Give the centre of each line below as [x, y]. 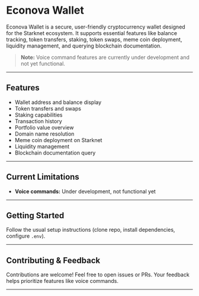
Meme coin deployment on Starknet [58, 140]
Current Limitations [43, 177]
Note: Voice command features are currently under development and [105, 57]
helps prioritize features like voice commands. [62, 281]
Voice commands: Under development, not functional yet [85, 191]
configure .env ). [26, 236]
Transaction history [38, 121]
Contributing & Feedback [53, 260]
